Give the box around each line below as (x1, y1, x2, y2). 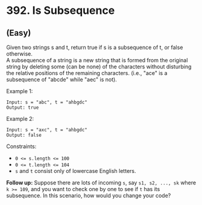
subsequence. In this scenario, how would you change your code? (6, 192, 171, 199)
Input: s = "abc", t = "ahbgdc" (6, 99, 87, 105)
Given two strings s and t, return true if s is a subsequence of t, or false (6, 44, 183, 51)
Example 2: (6, 116, 34, 122)
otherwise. (6, 50, 33, 57)
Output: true (6, 105, 39, 111)
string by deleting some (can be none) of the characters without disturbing (6, 63, 192, 70)
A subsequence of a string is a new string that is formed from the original (6, 57, 188, 63)
